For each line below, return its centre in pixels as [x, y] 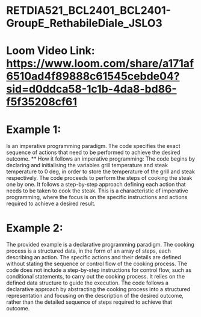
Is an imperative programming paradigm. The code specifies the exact [93, 146]
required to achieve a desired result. [51, 204]
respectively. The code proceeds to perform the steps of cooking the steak [99, 178]
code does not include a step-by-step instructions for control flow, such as [99, 270]
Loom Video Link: [51, 51]
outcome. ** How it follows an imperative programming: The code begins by [101, 159]
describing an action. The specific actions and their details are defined [94, 257]
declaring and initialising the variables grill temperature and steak [87, 165]
